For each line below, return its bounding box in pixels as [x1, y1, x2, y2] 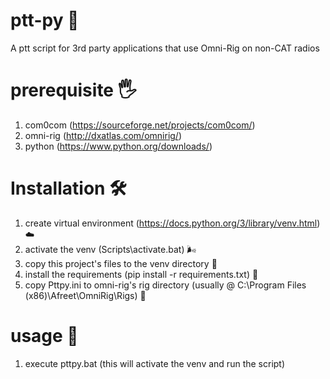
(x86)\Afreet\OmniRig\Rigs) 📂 [24, 289, 147, 301]
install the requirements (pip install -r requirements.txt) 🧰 [24, 268, 259, 280]
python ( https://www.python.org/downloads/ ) [24, 140, 213, 152]
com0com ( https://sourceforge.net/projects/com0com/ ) [24, 119, 256, 131]
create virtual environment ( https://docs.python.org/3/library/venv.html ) [24, 217, 321, 229]
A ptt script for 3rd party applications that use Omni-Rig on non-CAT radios [10, 42, 320, 54]
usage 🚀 [10, 325, 79, 347]
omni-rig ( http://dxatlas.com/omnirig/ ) [24, 129, 183, 141]
